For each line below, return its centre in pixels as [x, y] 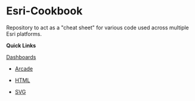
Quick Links [21, 45]
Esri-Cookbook [44, 11]
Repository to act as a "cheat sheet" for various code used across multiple [97, 27]
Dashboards [21, 57]
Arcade [24, 68]
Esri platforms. [24, 33]
